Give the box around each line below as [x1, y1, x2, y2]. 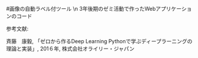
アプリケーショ [155, 5, 192, 12]
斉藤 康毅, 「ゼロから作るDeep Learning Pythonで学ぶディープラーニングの [6, 38, 193, 44]
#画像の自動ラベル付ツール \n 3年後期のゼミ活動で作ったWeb [6, 5, 156, 12]
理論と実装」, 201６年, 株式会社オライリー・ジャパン [6, 45, 135, 52]
